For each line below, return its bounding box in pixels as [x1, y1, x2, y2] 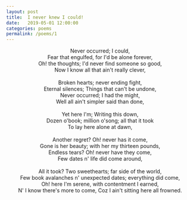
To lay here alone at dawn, [67, 124, 133, 131]
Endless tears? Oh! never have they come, [48, 149, 152, 156]
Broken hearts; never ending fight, [58, 79, 142, 87]
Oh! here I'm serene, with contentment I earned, [41, 180, 159, 188]
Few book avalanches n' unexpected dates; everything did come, [20, 174, 180, 181]
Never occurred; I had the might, [60, 92, 140, 99]
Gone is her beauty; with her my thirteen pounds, [39, 143, 161, 150]
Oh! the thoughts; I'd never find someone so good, [38, 60, 162, 67]
